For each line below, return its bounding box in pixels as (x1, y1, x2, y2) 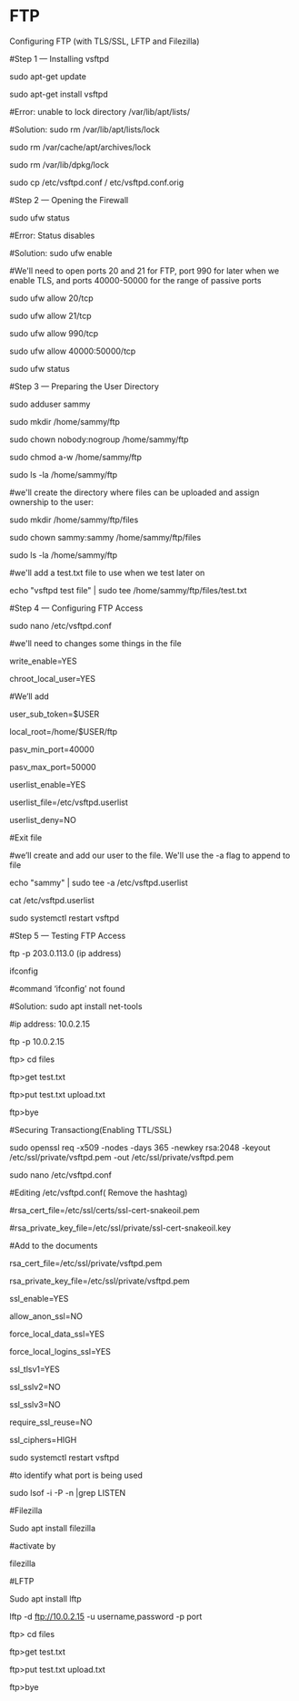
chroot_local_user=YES (9, 673, 96, 684)
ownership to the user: (9, 496, 94, 507)
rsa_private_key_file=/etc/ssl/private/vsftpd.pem (9, 1275, 190, 1286)
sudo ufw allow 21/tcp (9, 310, 93, 321)
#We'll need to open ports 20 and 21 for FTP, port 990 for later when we (9, 265, 280, 276)
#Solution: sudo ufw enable (9, 247, 113, 258)
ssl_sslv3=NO (9, 1398, 61, 1409)
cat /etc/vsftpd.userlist (9, 894, 95, 905)
